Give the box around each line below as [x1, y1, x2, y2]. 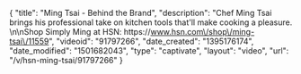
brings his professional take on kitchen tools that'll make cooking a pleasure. [9, 17, 293, 28]
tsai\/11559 [9, 36, 49, 46]
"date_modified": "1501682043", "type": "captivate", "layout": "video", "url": [9, 45, 289, 56]
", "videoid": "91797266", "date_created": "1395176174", [49, 36, 254, 46]
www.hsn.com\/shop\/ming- [150, 27, 255, 37]
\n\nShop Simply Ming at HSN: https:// [9, 27, 151, 37]
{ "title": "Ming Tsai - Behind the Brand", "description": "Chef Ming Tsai [9, 8, 272, 18]
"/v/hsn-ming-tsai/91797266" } [9, 55, 123, 65]
